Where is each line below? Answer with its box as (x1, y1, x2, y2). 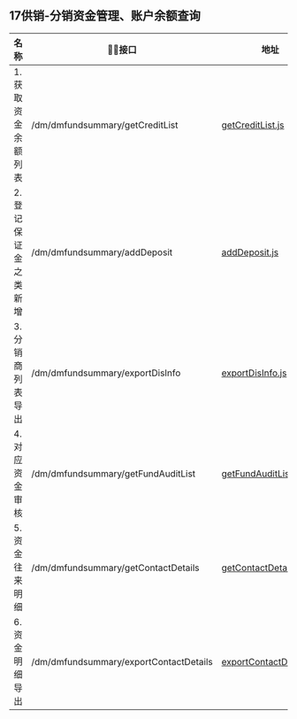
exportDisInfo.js (221, 367, 287, 379)
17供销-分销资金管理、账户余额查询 (9, 8, 202, 24)
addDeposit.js (221, 246, 279, 259)
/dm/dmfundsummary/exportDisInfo (31, 367, 181, 379)
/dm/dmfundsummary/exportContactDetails (31, 655, 214, 668)
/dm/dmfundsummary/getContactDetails (31, 561, 200, 574)
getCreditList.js (221, 119, 285, 131)
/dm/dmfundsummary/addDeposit (31, 246, 173, 259)
